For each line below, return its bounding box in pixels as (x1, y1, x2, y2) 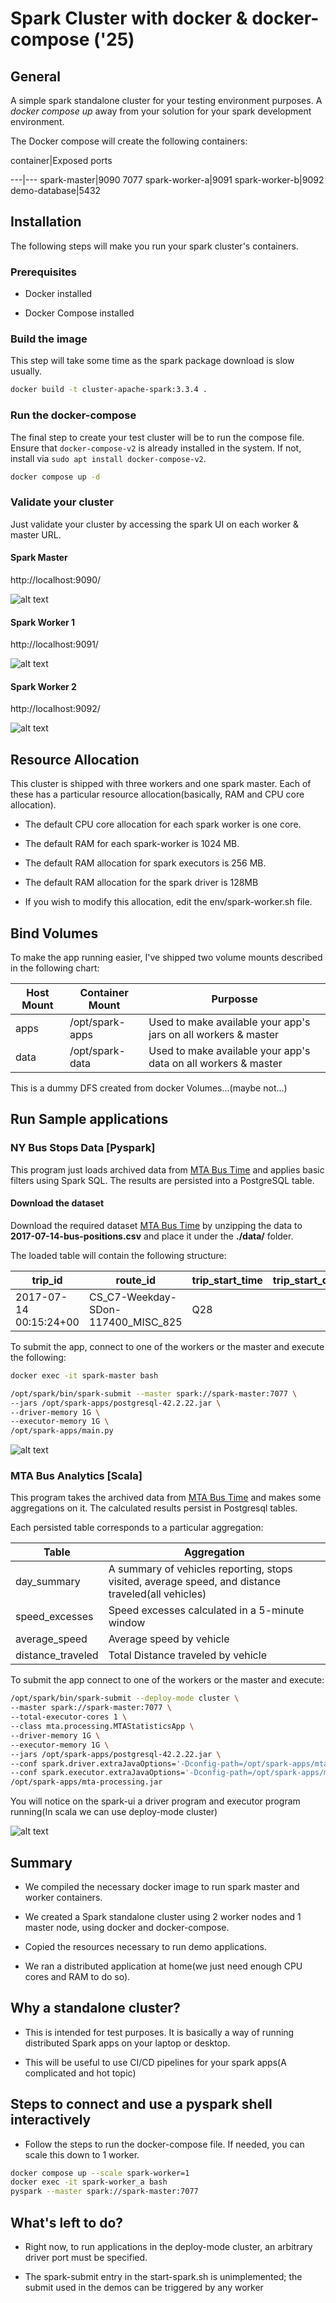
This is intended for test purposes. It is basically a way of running (24, 2026, 295, 2038)
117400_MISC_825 (88, 1315, 183, 1329)
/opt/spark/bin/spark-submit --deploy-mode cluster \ (10, 1693, 240, 1704)
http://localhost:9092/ (10, 703, 101, 715)
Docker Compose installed (24, 307, 135, 319)
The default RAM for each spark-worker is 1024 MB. (24, 838, 240, 850)
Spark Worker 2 (10, 680, 77, 692)
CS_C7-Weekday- (88, 1290, 178, 1304)
